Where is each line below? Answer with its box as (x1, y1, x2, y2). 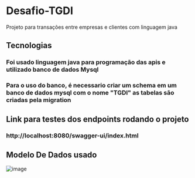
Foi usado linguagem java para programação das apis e (6, 58, 166, 66)
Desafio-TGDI (6, 4, 73, 18)
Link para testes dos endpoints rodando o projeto (6, 114, 189, 124)
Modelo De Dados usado (6, 150, 97, 160)
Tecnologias (6, 41, 52, 51)
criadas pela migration (6, 96, 71, 104)
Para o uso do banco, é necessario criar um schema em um (6, 81, 177, 89)
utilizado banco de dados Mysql (6, 66, 99, 74)
